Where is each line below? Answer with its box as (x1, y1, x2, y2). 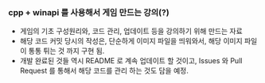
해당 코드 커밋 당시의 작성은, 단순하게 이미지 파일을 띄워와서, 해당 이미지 (19, 36, 243, 46)
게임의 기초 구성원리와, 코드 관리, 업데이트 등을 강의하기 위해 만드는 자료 (19, 26, 243, 36)
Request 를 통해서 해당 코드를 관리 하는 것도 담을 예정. (19, 66, 189, 76)
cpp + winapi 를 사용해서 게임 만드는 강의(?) (8, 6, 170, 17)
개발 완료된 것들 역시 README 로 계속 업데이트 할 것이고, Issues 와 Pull (19, 56, 243, 66)
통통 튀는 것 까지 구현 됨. (28, 46, 105, 56)
